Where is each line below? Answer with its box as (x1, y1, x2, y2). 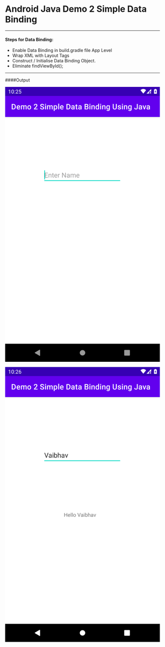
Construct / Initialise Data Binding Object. (12, 58, 96, 64)
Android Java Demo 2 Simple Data (5, 3, 147, 15)
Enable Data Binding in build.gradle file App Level (12, 48, 112, 54)
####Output (5, 77, 30, 83)
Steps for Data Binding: (5, 36, 54, 42)
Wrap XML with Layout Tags (12, 53, 70, 58)
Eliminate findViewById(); (12, 63, 64, 69)
